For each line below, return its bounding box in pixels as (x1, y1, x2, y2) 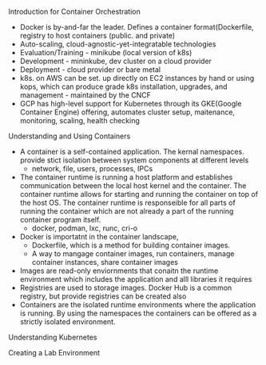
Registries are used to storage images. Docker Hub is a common (19, 283, 232, 292)
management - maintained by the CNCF (19, 90, 152, 99)
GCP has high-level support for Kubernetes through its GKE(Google (19, 99, 242, 108)
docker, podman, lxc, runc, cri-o (31, 223, 138, 233)
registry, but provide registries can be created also (19, 291, 187, 301)
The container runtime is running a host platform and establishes (19, 172, 233, 182)
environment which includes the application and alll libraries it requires (19, 275, 252, 283)
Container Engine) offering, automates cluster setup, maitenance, (19, 107, 236, 117)
